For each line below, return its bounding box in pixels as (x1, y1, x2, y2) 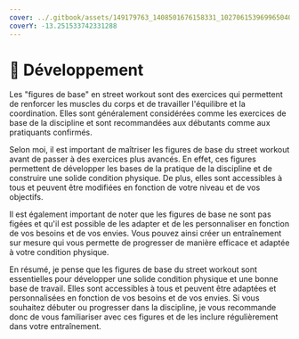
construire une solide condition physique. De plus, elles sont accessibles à (9, 173, 283, 184)
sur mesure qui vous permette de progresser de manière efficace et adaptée (9, 237, 290, 248)
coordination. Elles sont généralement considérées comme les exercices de (9, 108, 287, 119)
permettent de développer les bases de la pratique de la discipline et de (9, 163, 273, 174)
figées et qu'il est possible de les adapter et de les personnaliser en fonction (9, 219, 290, 229)
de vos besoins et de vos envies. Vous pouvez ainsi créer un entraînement (9, 228, 282, 239)
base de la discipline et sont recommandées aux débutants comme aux (9, 118, 271, 128)
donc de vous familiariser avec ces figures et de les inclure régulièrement (9, 311, 279, 322)
